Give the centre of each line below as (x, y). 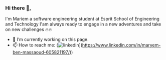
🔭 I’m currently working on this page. (50, 39)
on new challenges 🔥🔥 (29, 29)
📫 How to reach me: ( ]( (47, 45)
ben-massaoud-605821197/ (41, 52)
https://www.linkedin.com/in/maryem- (121, 45)
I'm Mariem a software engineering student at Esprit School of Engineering (82, 19)
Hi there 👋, (18, 8)
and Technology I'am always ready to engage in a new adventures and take (83, 24)
